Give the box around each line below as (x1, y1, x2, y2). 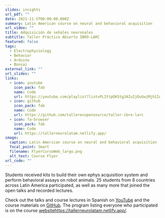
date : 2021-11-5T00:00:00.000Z (5, 16, 69, 21)
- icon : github (9, 99, 41, 104)
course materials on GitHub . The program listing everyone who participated (5, 202, 158, 208)
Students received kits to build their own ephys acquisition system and (5, 172, 148, 178)
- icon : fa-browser (9, 117, 50, 122)
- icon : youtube (9, 80, 43, 85)
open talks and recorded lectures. (5, 187, 74, 193)
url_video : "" (5, 26, 34, 31)
